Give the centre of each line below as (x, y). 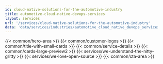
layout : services (23, 18)
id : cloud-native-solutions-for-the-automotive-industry (64, 9)
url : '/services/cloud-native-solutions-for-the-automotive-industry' (78, 23)
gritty (10, 56)
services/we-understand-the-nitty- (119, 51)
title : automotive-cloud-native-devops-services (55, 14)
